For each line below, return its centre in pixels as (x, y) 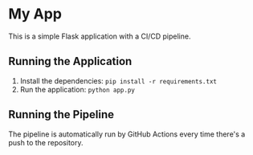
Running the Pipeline (61, 114)
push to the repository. (46, 142)
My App (35, 14)
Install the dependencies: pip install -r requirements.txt (118, 80)
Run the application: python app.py (77, 89)
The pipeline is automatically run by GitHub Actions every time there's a (127, 134)
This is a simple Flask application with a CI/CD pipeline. (100, 36)
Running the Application (70, 61)
